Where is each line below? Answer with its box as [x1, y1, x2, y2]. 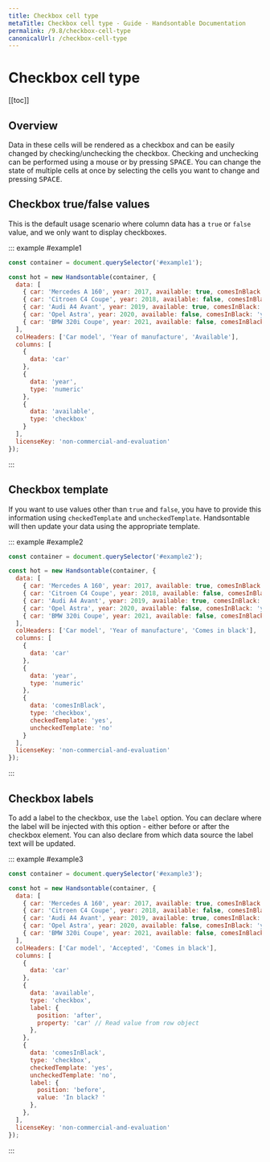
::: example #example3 [8, 854, 84, 864]
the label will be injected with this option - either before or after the [8, 821, 230, 831]
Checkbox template [8, 483, 108, 497]
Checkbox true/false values [8, 198, 150, 211]
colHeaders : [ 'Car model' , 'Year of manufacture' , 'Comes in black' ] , [15, 626, 257, 635]
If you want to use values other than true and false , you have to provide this [8, 504, 262, 514]
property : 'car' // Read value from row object [37, 1019, 199, 1027]
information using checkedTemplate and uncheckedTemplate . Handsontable [8, 512, 251, 523]
